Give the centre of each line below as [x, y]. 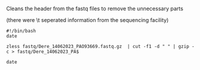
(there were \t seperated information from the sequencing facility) [88, 20]
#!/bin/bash [21, 31]
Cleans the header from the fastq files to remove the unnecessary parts [95, 9]
